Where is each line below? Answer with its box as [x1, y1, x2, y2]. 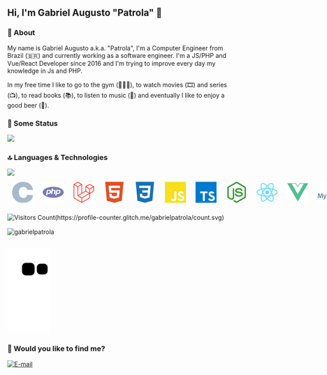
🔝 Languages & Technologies [7, 152, 108, 162]
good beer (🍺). [7, 101, 50, 109]
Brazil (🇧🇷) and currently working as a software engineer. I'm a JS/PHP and [7, 51, 227, 59]
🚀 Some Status [7, 118, 58, 128]
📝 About [7, 28, 36, 38]
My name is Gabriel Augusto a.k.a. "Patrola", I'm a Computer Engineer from [7, 43, 224, 52]
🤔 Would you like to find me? [7, 344, 106, 353]
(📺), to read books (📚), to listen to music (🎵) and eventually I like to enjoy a [7, 91, 225, 99]
